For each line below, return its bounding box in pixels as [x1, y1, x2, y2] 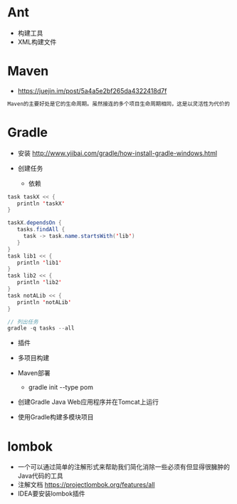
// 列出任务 [7, 318, 39, 325]
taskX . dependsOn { [7, 219, 62, 226]
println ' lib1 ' [16, 259, 62, 266]
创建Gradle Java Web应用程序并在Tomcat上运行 [17, 398, 159, 406]
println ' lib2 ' [16, 279, 62, 286]
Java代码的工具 [17, 471, 64, 481]
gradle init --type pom [28, 383, 94, 392]
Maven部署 [17, 369, 51, 377]
